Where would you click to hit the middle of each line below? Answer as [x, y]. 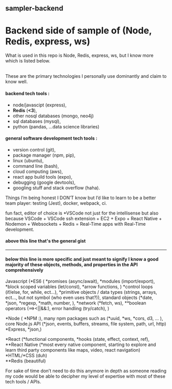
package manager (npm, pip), [44, 155]
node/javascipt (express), [39, 105]
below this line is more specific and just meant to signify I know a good [82, 259]
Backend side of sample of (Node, [79, 30]
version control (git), [34, 149]
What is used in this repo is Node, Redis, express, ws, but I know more [79, 55]
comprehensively [24, 270]
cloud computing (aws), [38, 171]
